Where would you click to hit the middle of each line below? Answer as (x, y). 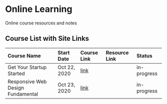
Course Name (24, 56)
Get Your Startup (27, 67)
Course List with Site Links (47, 39)
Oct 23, (67, 85)
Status (144, 56)
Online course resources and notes (41, 23)
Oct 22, (67, 67)
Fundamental (23, 94)
